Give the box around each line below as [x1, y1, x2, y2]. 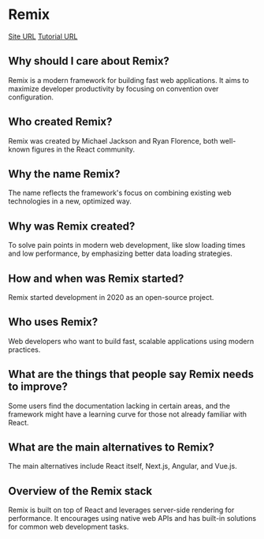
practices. [8, 345, 41, 354]
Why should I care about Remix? [8, 54, 169, 68]
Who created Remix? [8, 115, 113, 129]
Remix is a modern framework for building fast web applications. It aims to [8, 75, 250, 84]
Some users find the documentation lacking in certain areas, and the [8, 401, 231, 410]
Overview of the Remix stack [8, 484, 152, 498]
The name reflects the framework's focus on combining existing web [8, 188, 232, 198]
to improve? [8, 380, 69, 394]
